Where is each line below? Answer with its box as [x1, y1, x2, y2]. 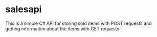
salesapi [5, 4, 42, 15]
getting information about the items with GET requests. [5, 25, 121, 31]
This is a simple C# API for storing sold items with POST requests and [5, 20, 152, 26]
